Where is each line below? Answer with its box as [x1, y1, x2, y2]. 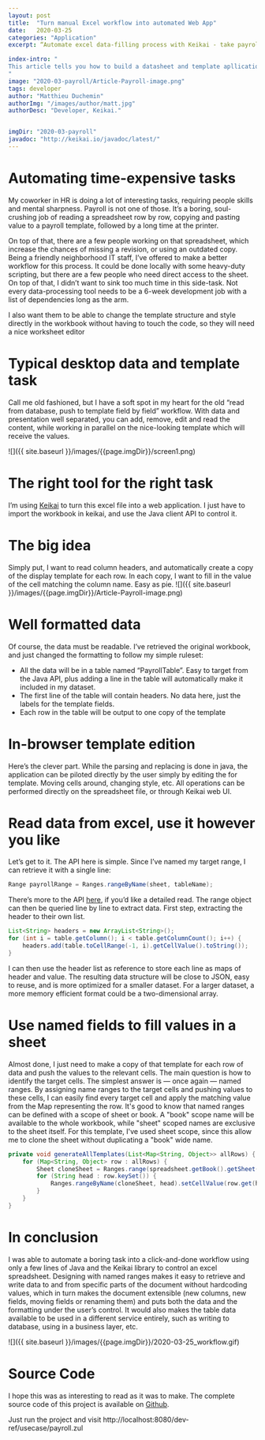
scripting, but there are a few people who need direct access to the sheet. [8, 270, 249, 279]
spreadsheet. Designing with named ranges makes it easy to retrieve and [8, 1271, 246, 1281]
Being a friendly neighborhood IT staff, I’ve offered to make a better [8, 252, 228, 262]
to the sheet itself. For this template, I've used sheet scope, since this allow [8, 1126, 252, 1136]
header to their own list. [8, 912, 85, 921]
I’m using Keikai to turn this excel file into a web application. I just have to [8, 500, 246, 510]
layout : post [8, 11, 51, 20]
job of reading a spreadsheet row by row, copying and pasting [38, 212, 241, 221]
